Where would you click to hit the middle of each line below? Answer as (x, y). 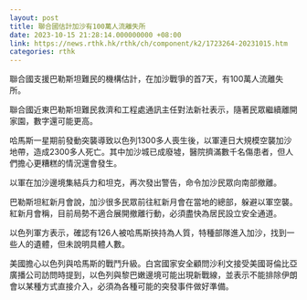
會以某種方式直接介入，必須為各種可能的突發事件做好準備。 (122, 286)
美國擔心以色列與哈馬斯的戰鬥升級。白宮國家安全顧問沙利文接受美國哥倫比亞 (153, 264)
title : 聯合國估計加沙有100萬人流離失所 (78, 26)
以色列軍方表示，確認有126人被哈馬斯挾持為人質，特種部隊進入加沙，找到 (148, 233)
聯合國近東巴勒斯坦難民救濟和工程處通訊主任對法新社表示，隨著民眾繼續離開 (153, 109)
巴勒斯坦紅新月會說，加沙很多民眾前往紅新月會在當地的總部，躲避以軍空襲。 (153, 202)
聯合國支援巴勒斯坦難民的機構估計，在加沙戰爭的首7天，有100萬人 (135, 79)
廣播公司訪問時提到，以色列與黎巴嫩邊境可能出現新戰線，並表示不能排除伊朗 (153, 275)
